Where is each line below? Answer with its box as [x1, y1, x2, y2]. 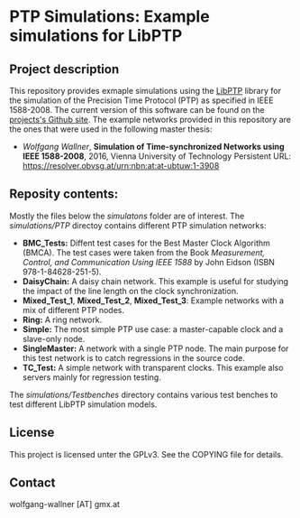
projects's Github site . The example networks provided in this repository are [9, 115, 291, 125]
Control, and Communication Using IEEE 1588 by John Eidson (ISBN [22, 256, 275, 267]
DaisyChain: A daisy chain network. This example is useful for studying [22, 275, 289, 286]
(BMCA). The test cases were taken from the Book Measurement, [22, 246, 266, 258]
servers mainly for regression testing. [22, 372, 162, 383]
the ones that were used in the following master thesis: [9, 124, 214, 134]
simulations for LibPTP [9, 25, 183, 46]
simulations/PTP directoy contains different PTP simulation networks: [9, 219, 267, 231]
